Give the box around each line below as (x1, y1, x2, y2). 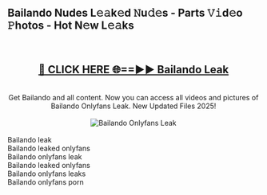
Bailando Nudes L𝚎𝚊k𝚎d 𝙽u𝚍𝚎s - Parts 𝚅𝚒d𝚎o (7, 6, 243, 20)
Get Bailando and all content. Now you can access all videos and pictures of (8, 92, 259, 102)
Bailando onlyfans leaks (7, 169, 86, 178)
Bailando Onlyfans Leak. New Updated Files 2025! (50, 101, 217, 111)
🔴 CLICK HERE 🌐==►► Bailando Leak (38, 63, 229, 76)
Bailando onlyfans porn (7, 177, 85, 186)
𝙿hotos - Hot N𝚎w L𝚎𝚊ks (7, 19, 134, 33)
